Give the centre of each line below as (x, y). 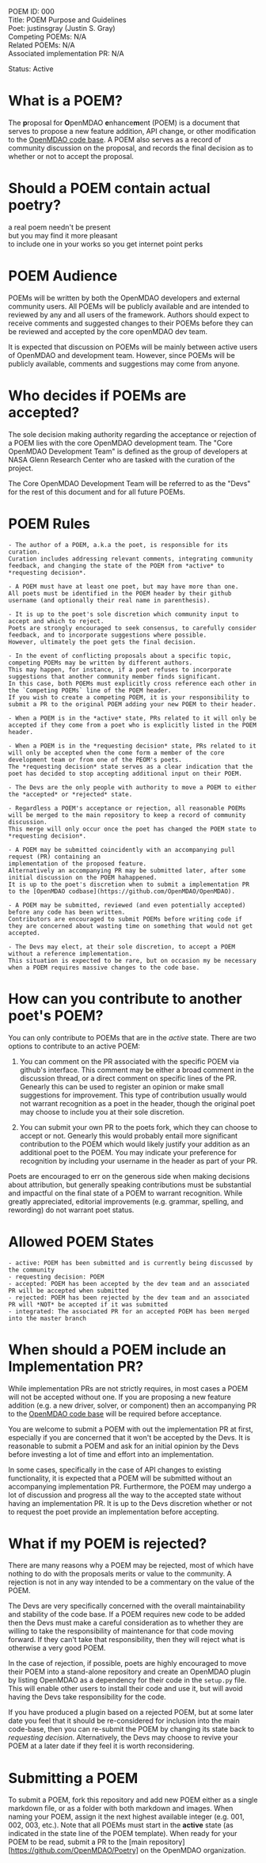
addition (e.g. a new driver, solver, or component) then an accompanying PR (132, 1405)
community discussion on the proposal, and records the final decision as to (131, 148)
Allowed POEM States (81, 1241)
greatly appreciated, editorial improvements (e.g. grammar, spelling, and (126, 1201)
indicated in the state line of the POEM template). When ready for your (123, 1834)
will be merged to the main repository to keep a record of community (127, 815)
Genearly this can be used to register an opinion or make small (122, 1086)
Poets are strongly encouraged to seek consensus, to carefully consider (133, 628)
